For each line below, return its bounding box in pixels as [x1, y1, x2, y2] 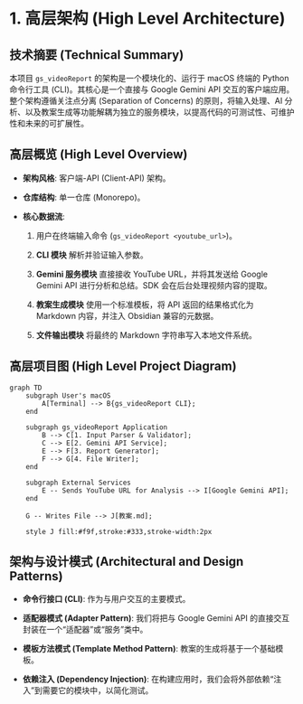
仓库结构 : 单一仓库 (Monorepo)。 [22, 192, 146, 202]
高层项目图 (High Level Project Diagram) [9, 359, 237, 374]
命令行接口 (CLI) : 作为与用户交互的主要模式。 [22, 594, 191, 605]
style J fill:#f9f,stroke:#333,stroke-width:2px [25, 527, 213, 536]
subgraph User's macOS [25, 390, 111, 400]
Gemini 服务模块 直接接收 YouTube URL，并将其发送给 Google [35, 268, 269, 279]
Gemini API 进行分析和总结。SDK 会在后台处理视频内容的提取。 [35, 279, 273, 290]
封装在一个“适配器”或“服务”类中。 [22, 624, 148, 635]
